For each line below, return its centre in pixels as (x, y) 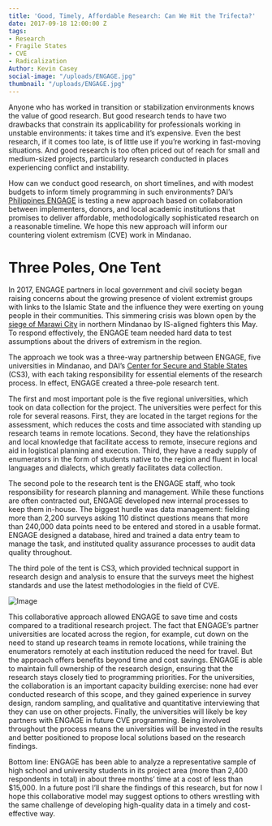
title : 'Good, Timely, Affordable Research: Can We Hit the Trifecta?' (132, 16)
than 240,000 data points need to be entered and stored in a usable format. (135, 527)
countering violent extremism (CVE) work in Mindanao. (100, 234)
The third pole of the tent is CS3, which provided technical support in (124, 568)
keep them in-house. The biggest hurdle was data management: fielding (129, 510)
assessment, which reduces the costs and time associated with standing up (135, 425)
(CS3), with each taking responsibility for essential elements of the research (136, 375)
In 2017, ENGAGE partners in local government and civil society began (125, 290)
